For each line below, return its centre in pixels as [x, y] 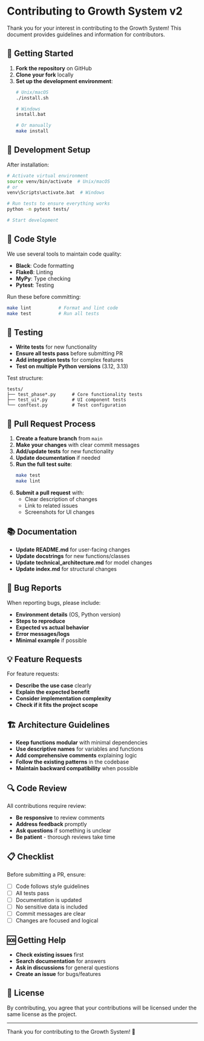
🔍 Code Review [37, 788]
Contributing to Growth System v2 [95, 11]
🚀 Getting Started [40, 54]
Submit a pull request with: [50, 493]
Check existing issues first [50, 954]
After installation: [28, 165]
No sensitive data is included [52, 907]
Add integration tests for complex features [69, 360]
